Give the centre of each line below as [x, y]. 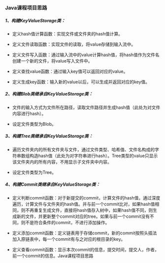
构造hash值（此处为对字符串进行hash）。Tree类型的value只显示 [94, 156]
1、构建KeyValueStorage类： [35, 20]
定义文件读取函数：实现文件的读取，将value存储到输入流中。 [74, 44]
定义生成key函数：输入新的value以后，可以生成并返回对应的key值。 [81, 82]
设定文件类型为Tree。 [34, 172]
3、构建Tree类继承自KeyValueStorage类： [49, 136]
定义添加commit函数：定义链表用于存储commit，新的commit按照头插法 [84, 233]
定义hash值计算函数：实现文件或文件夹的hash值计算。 [67, 33]
